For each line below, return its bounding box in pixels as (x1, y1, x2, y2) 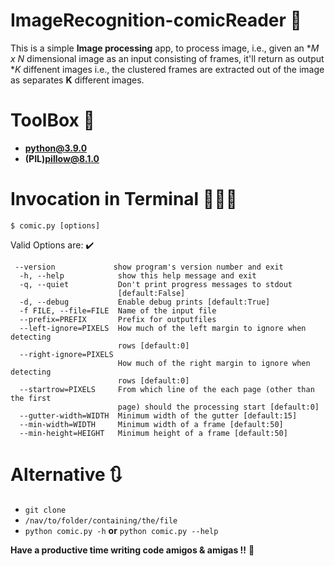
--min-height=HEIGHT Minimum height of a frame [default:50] (19, 428, 288, 438)
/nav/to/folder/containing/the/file (24, 515, 178, 526)
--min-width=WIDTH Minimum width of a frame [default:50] (19, 419, 284, 429)
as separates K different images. (10, 74, 145, 86)
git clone (24, 505, 67, 515)
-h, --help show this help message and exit (19, 270, 257, 281)
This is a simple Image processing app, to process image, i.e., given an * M (10, 42, 320, 54)
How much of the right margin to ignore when (117, 358, 311, 368)
